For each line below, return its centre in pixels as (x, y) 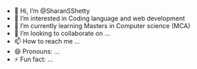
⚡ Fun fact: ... (33, 59)
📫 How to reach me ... (47, 41)
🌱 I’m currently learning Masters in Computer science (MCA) (102, 26)
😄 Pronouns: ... (37, 51)
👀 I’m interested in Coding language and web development (100, 18)
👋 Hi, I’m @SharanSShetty (52, 11)
